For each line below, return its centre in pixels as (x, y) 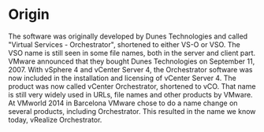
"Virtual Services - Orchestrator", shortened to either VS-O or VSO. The (124, 44)
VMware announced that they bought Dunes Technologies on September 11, (132, 61)
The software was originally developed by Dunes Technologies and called (128, 36)
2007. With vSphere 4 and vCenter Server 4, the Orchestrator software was (130, 69)
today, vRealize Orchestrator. (55, 119)
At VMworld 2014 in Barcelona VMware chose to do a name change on (123, 103)
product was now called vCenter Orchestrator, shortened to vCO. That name (132, 86)
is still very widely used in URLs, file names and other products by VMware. (131, 94)
